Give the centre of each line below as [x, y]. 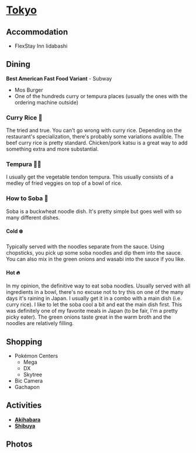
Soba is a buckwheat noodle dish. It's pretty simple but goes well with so [94, 211]
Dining [18, 64]
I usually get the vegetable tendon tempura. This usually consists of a [90, 177]
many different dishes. [33, 217]
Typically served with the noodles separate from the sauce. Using [85, 246]
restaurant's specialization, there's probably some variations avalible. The [95, 137]
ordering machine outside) [47, 102]
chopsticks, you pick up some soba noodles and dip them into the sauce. [94, 252]
